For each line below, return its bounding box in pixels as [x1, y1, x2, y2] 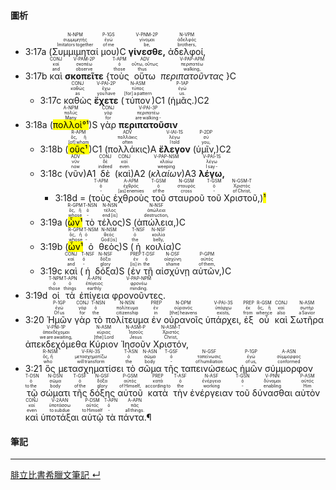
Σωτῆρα [289, 314, 325, 326]
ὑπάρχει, [204, 314, 242, 326]
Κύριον [89, 338, 119, 350]
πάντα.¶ [118, 411, 152, 424]
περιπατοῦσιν [118, 119, 178, 131]
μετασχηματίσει [58, 363, 124, 375]
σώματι [39, 387, 71, 399]
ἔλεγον [158, 143, 191, 155]
